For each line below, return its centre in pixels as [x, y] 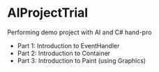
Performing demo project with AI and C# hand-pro [79, 32]
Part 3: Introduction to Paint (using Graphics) [82, 60]
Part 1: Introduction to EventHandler [68, 45]
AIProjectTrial [48, 13]
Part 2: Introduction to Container [63, 53]
